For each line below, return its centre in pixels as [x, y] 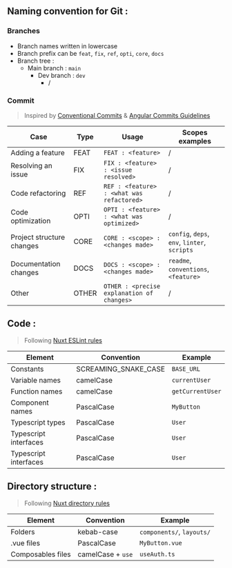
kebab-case [98, 531]
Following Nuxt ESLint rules [63, 340]
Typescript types [38, 422]
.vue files [25, 542]
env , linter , [187, 242]
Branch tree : [36, 61]
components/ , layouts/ [175, 531]
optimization [31, 221]
